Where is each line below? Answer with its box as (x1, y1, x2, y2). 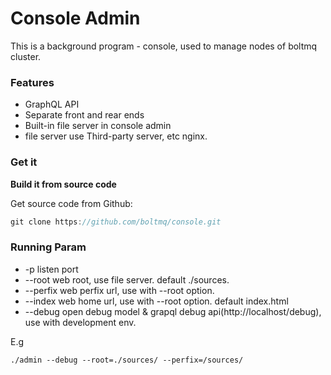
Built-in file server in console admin (24, 120, 172, 132)
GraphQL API (24, 98, 80, 111)
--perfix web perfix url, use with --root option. (24, 284, 215, 296)
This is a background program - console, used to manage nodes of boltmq (10, 40, 318, 52)
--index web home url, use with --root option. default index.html (24, 295, 289, 307)
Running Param (10, 240, 87, 254)
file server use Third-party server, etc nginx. (24, 130, 208, 142)
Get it (10, 155, 38, 169)
